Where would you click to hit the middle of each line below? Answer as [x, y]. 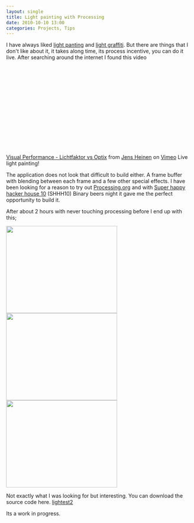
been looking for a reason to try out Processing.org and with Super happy [96, 187]
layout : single [25, 12]
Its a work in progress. [33, 514]
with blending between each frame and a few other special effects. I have [96, 181]
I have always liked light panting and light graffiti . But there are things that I [97, 45]
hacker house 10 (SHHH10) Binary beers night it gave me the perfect [90, 194]
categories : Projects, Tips [41, 28]
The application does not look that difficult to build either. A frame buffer [94, 175]
